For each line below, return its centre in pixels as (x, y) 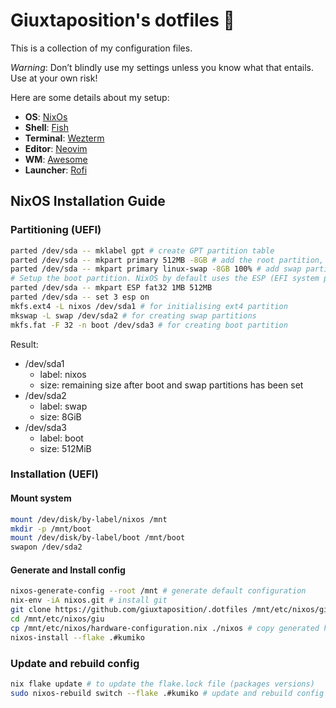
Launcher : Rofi (56, 170)
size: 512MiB (65, 448)
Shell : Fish (46, 127)
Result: (24, 344)
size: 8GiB (60, 416)
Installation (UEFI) (54, 474)
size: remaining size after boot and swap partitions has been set (171, 385)
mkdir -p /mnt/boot (51, 529)
